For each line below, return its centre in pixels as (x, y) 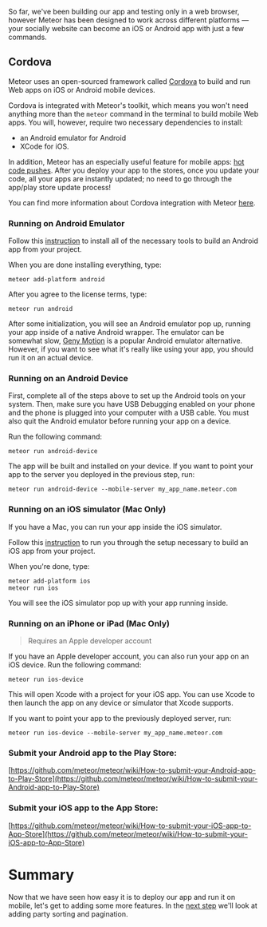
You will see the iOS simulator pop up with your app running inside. (118, 603)
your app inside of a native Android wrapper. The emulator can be (116, 332)
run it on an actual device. (51, 358)
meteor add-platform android (57, 280)
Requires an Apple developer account (90, 641)
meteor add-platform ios (49, 581)
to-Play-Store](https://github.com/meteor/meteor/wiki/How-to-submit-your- (133, 779)
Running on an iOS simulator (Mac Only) (87, 509)
